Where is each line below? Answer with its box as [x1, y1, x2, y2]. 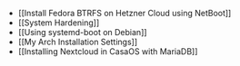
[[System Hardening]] [17, 17, 100, 28]
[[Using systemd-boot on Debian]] [17, 27, 147, 37]
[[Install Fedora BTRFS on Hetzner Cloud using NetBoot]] [17, 8, 232, 18]
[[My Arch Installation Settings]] [17, 36, 138, 47]
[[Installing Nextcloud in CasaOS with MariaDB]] [17, 46, 198, 57]
